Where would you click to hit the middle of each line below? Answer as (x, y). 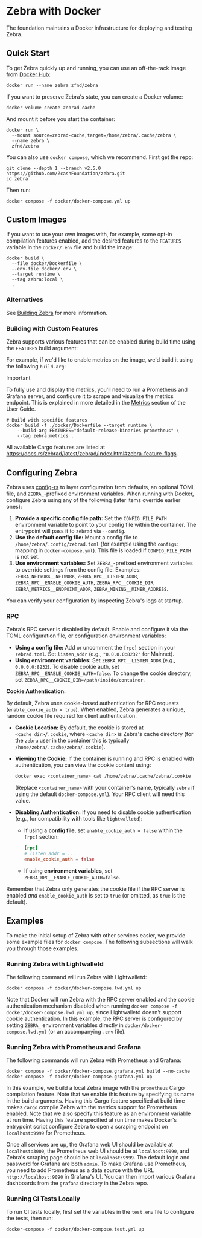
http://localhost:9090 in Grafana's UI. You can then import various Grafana (101, 1177)
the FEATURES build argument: (42, 348)
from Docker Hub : (29, 74)
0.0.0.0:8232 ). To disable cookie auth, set (67, 667)
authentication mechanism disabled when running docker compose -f (92, 1006)
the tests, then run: (30, 1218)
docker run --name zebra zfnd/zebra (52, 85)
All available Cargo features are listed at (56, 447)
